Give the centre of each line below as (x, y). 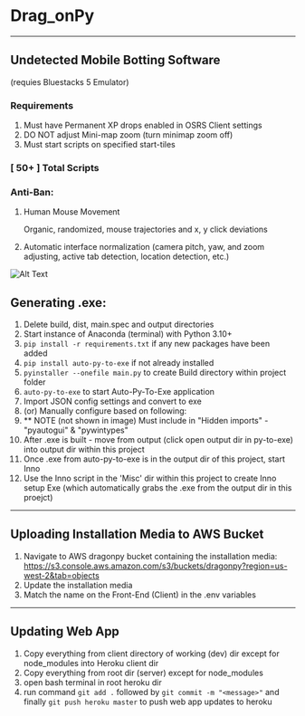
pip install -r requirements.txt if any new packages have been (147, 344)
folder (34, 382)
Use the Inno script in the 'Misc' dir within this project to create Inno (150, 478)
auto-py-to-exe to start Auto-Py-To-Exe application (119, 392)
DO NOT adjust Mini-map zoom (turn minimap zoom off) (128, 135)
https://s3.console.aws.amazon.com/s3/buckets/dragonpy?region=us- (155, 566)
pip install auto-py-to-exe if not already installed (119, 363)
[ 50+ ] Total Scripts (55, 167)
